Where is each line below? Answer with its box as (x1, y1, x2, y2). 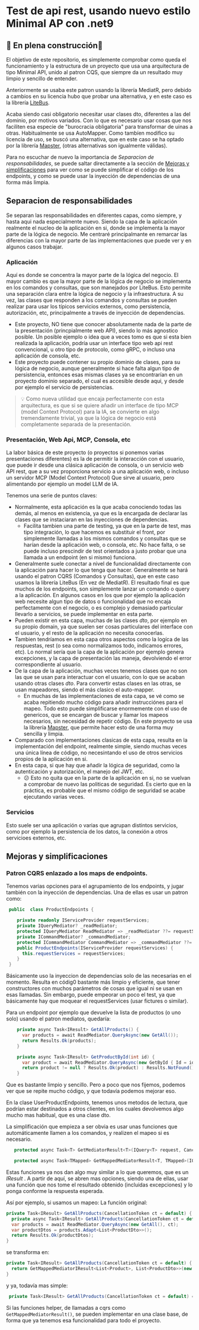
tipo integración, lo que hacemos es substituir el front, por (23, 529, 166, 536)
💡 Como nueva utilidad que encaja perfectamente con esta (20, 396, 165, 403)
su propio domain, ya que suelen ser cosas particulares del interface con (14, 623, 193, 630)
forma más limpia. (6, 179, 50, 186)
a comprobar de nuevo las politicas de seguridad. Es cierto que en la (23, 781, 191, 788)
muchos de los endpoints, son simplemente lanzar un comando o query (14, 585, 190, 592)
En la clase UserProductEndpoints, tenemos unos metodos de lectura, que (6, 1099, 188, 1106)
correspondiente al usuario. (14, 661, 82, 668)
